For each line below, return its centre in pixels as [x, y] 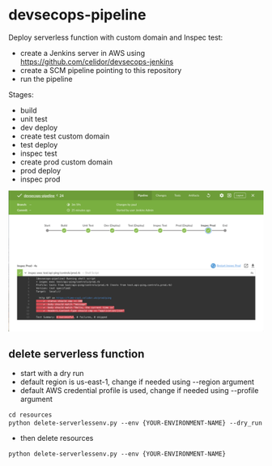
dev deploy [39, 127]
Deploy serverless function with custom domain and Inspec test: [116, 37]
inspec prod [40, 179]
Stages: [21, 94]
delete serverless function [76, 354]
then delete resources [57, 438]
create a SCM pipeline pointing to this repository [101, 70]
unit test [34, 118]
